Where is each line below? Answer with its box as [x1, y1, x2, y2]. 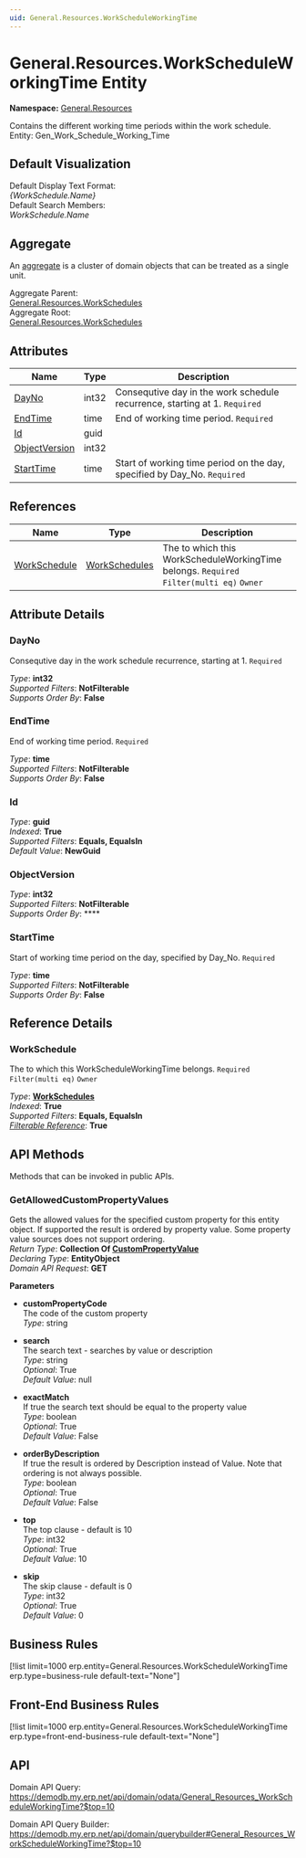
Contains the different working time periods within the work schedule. [9, 120, 271, 131]
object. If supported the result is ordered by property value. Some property [9, 1224, 291, 1235]
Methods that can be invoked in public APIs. [9, 1171, 175, 1182]
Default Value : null [22, 1374, 93, 1385]
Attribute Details [9, 607, 105, 622]
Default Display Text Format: [9, 180, 117, 192]
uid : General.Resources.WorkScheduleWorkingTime [9, 13, 198, 23]
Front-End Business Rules [9, 1696, 159, 1713]
